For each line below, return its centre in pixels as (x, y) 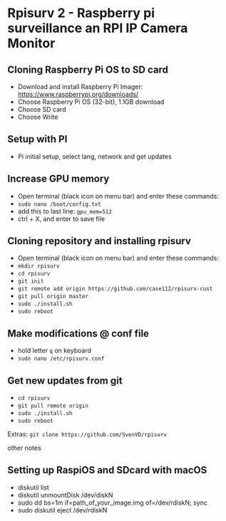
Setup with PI (37, 139)
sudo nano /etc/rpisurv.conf (61, 359)
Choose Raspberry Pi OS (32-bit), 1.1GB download (91, 102)
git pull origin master (53, 297)
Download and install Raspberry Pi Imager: (80, 86)
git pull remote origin (53, 406)
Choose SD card (42, 109)
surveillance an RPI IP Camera (98, 28)
